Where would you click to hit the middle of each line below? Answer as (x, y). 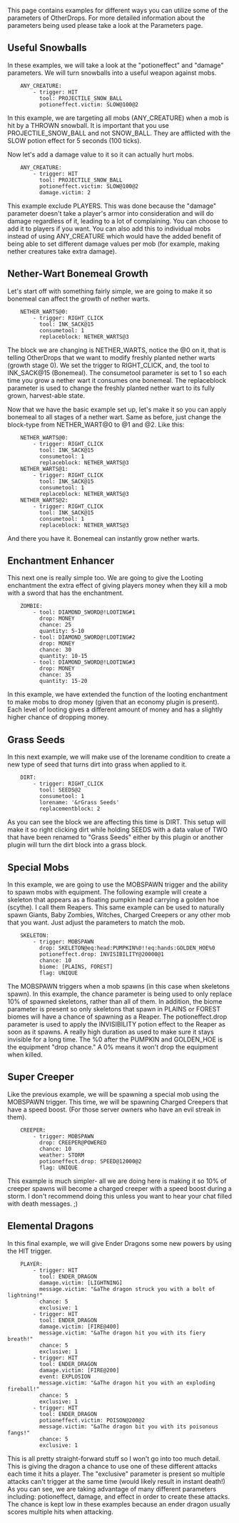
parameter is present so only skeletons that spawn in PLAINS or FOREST (114, 1009)
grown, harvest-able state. (46, 395)
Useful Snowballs (47, 48)
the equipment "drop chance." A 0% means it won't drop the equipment (113, 1047)
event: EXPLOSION (65, 1377)
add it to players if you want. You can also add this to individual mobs (109, 229)
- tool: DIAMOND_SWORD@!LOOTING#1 (84, 613)
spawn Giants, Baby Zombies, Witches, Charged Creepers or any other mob (119, 915)
